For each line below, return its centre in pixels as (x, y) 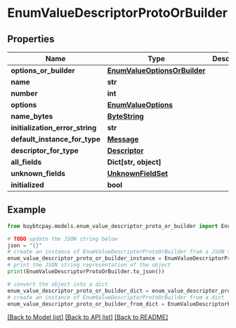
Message (123, 139)
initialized (27, 185)
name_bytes (32, 116)
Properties (31, 39)
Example (27, 210)
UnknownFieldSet (138, 174)
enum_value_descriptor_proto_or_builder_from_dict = (86, 304)
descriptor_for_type (45, 151)
